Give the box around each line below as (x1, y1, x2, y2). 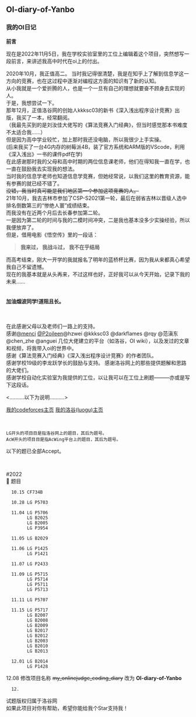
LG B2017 (27, 627, 48, 633)
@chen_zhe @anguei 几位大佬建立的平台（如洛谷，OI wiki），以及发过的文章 (6, 337, 190, 344)
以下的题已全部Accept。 (6, 448, 64, 455)
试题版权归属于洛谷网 (6, 697, 57, 704)
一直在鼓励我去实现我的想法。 (6, 165, 78, 172)
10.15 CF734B (11, 489, 43, 495)
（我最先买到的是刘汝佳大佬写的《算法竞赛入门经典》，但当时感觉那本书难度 (6, 121, 188, 128)
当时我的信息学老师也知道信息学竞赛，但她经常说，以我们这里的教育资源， (6, 172, 185, 179)
